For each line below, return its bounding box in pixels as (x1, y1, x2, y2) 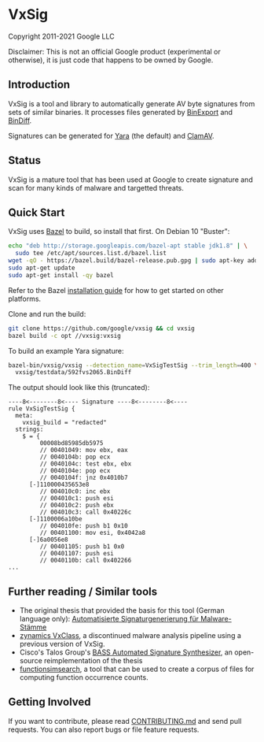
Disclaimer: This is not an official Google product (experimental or (8, 46, 222, 56)
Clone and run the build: (8, 309, 86, 318)
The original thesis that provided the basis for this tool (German (19, 606, 225, 615)
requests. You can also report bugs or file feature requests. (8, 725, 200, 734)
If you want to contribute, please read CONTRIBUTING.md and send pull (8, 716, 242, 725)
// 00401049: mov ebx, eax (39, 447, 128, 454)
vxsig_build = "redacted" (22, 419, 108, 427)
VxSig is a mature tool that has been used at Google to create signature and (8, 175, 253, 184)
